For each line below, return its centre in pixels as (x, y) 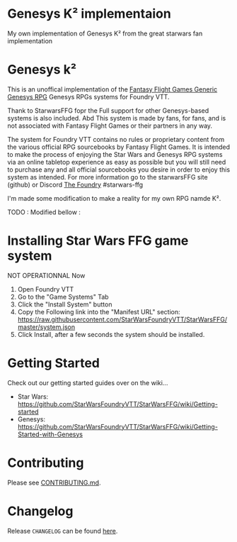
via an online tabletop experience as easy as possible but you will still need (117, 162)
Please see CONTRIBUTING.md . (54, 482)
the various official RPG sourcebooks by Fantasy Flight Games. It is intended (118, 147)
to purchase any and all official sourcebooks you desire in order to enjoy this (119, 170)
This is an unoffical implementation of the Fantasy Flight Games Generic (112, 89)
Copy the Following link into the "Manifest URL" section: (99, 311)
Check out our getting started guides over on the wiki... (88, 382)
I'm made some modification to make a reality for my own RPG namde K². (114, 198)
